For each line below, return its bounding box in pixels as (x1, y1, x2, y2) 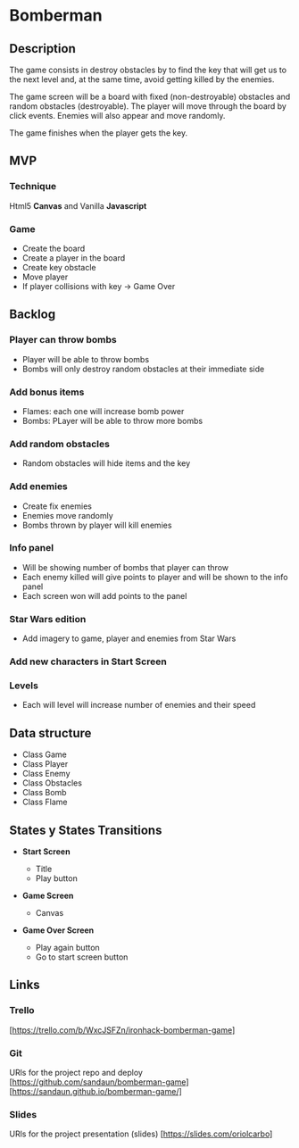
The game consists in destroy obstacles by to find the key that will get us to (9, 64, 287, 75)
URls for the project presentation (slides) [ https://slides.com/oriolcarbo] (9, 1128, 273, 1139)
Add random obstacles (9, 437, 110, 450)
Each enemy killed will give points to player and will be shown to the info (21, 571, 288, 582)
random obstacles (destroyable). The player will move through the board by (9, 101, 287, 112)
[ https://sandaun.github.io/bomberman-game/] (9, 1086, 183, 1096)
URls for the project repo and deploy (9, 1067, 143, 1077)
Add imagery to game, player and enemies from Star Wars (21, 633, 237, 644)
